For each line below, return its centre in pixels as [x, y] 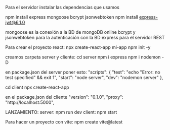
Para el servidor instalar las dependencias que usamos [62, 7]
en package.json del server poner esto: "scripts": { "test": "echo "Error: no [83, 72]
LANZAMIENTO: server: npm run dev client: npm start [61, 112]
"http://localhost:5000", [30, 102]
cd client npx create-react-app [37, 87]
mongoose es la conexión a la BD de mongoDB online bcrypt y [70, 32]
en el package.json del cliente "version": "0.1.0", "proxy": [65, 97]
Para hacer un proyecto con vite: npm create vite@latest [64, 122]
